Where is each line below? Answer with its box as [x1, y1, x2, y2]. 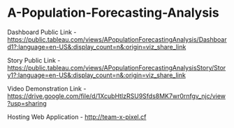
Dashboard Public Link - [7, 28, 77, 36]
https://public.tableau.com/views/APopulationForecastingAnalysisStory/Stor [7, 63, 226, 72]
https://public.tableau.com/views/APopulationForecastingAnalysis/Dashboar [7, 35, 227, 43]
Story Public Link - [7, 56, 61, 64]
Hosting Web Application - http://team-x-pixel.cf [7, 113, 147, 121]
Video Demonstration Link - [7, 84, 87, 93]
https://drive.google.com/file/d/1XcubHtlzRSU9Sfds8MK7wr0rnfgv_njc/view [7, 92, 226, 100]
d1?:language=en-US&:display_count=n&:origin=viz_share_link [7, 42, 187, 51]
